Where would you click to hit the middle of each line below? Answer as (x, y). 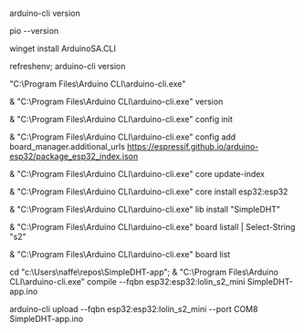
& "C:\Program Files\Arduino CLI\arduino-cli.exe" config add (123, 137)
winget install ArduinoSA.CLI (63, 48)
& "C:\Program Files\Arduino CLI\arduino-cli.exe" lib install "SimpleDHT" (145, 209)
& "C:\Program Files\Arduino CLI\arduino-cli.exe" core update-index (137, 174)
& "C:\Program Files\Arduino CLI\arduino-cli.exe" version (116, 101)
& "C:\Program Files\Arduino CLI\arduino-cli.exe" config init (121, 119)
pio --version (34, 31)
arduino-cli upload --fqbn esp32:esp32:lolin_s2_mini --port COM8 (134, 309)
